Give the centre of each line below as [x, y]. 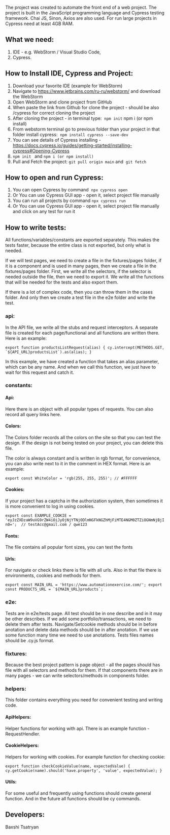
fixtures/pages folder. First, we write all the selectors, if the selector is [78, 271]
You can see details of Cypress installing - [57, 140]
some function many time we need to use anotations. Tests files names [79, 635]
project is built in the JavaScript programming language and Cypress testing [85, 13]
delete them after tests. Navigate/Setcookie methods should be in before [81, 624]
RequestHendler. [23, 733]
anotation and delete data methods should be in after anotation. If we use [82, 629]
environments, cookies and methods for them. [53, 575]
